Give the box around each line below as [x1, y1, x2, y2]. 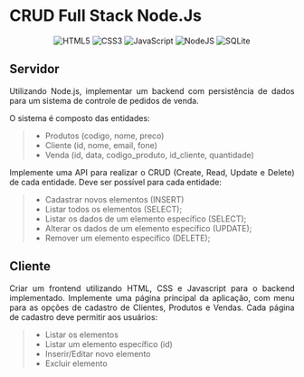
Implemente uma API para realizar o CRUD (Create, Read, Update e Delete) [9, 166, 295, 177]
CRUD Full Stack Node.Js [9, 5, 202, 26]
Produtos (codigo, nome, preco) [44, 130, 165, 141]
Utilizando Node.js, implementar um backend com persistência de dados [9, 85, 295, 96]
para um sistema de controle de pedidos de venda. [9, 95, 199, 106]
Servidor [9, 61, 61, 77]
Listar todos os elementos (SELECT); [44, 203, 183, 214]
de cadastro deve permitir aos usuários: [9, 311, 158, 322]
